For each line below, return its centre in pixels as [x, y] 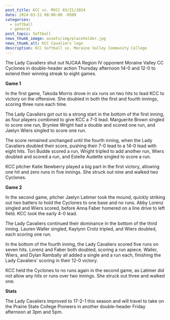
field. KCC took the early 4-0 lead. [41, 213]
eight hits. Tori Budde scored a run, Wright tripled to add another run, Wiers [85, 151]
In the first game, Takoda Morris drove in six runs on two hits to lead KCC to [85, 93]
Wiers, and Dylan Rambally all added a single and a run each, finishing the [83, 255]
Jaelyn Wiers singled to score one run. [46, 130]
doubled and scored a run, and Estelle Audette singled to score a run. [78, 156]
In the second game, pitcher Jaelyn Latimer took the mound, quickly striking [85, 197]
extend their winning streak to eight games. [51, 73]
